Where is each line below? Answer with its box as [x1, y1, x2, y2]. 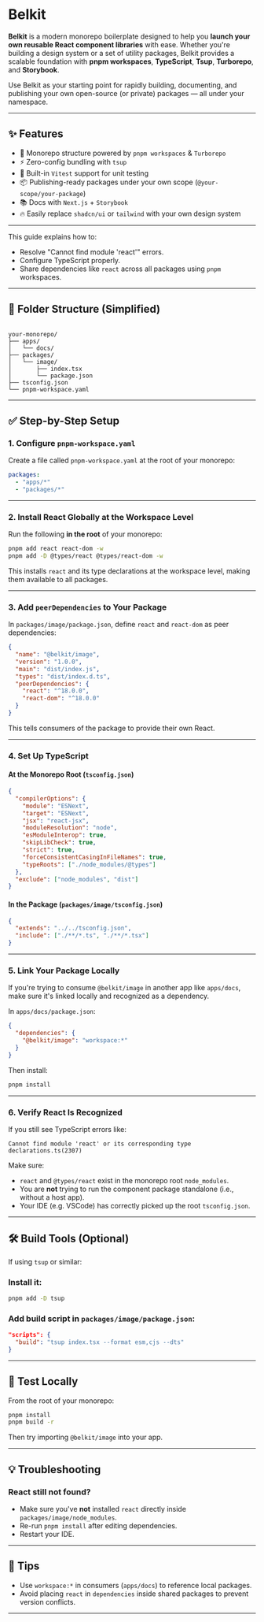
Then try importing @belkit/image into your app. [8, 1432, 163, 1442]
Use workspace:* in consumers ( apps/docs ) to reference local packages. [19, 1580, 252, 1590]
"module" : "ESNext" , [22, 802, 90, 810]
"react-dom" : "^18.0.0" [22, 695, 101, 703]
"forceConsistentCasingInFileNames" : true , [22, 853, 167, 861]
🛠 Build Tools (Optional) [8, 1232, 130, 1245]
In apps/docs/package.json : [8, 1007, 96, 1016]
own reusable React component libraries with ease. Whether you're [8, 39, 230, 49]
